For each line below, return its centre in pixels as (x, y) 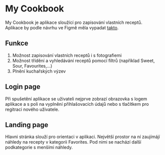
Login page (23, 87)
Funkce (17, 43)
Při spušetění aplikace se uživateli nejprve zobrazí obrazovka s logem (76, 99)
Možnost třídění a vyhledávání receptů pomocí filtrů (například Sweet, (83, 61)
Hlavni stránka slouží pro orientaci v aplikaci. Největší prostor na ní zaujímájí (82, 137)
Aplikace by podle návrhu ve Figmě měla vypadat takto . (62, 27)
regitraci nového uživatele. (32, 109)
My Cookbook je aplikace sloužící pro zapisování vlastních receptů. (74, 22)
